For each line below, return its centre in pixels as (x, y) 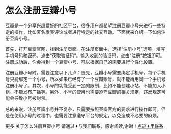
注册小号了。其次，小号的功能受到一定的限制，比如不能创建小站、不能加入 (83, 85)
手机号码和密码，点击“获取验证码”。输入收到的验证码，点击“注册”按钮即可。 (85, 55)
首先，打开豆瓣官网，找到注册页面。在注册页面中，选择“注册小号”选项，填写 (85, 49)
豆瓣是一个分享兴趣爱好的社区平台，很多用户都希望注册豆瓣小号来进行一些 (83, 25)
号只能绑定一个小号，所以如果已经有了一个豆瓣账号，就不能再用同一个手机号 (85, 79)
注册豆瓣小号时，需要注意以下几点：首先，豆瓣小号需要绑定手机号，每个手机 (85, 72)
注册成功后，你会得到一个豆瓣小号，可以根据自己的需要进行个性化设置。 (81, 62)
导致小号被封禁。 (32, 98)
